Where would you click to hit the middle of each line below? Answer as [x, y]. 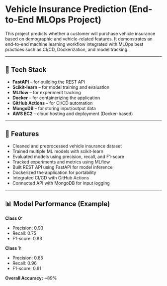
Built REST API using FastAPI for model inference [62, 167]
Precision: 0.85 [28, 258]
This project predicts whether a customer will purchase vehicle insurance [80, 33]
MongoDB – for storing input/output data [54, 108]
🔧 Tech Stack [26, 70]
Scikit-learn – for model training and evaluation [61, 87]
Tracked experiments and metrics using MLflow [61, 162]
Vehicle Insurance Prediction [66, 9]
